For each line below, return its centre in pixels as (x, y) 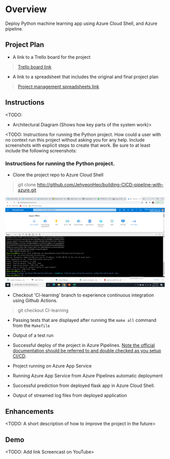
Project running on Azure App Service (52, 366)
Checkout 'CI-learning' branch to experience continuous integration (83, 295)
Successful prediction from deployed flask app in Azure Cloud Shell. (84, 386)
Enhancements (30, 412)
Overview (26, 9)
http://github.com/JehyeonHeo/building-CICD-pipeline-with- (100, 184)
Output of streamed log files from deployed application (70, 396)
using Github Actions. (35, 301)
